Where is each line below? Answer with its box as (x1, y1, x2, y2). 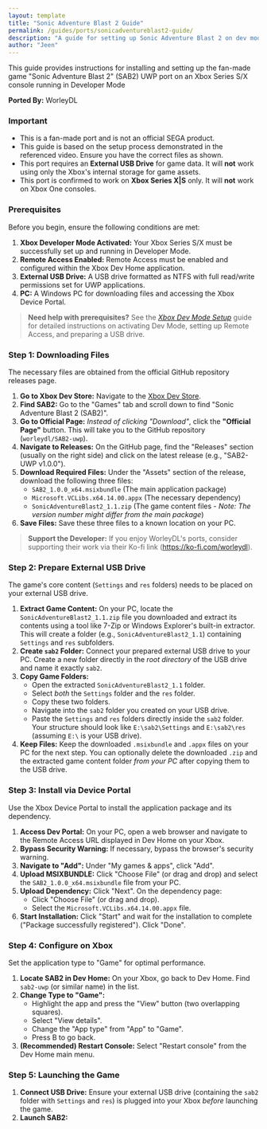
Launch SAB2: (19, 1113, 68, 1123)
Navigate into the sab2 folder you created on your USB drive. (31, 706, 230, 715)
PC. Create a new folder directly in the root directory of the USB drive (19, 655, 248, 664)
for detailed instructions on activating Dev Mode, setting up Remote (27, 320, 250, 331)
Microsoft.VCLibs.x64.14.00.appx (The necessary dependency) (31, 493, 241, 503)
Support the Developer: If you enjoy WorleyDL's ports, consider (27, 534, 238, 543)
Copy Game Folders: (19, 672, 89, 681)
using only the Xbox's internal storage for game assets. (19, 167, 201, 177)
